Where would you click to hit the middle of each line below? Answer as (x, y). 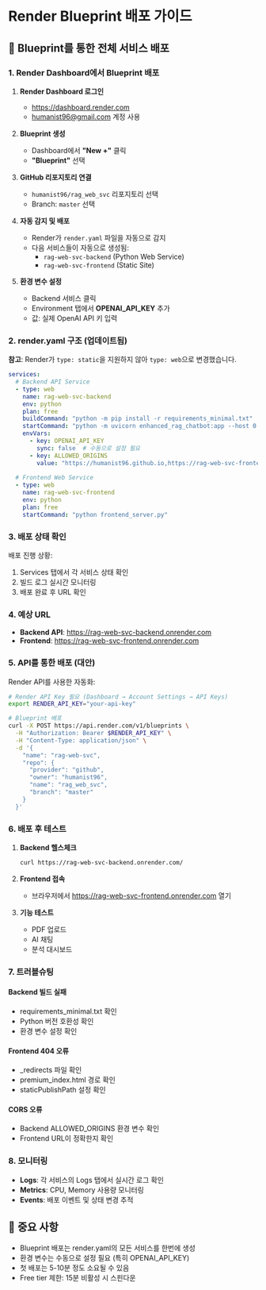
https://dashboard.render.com (81, 107)
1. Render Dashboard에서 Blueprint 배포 (84, 72)
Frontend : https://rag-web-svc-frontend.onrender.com (109, 641)
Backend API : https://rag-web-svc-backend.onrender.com (116, 633)
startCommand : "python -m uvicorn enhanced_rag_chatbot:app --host (136, 426)
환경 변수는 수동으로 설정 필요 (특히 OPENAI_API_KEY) (104, 1257)
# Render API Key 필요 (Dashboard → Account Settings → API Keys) (118, 697)
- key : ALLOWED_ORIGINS (68, 456)
